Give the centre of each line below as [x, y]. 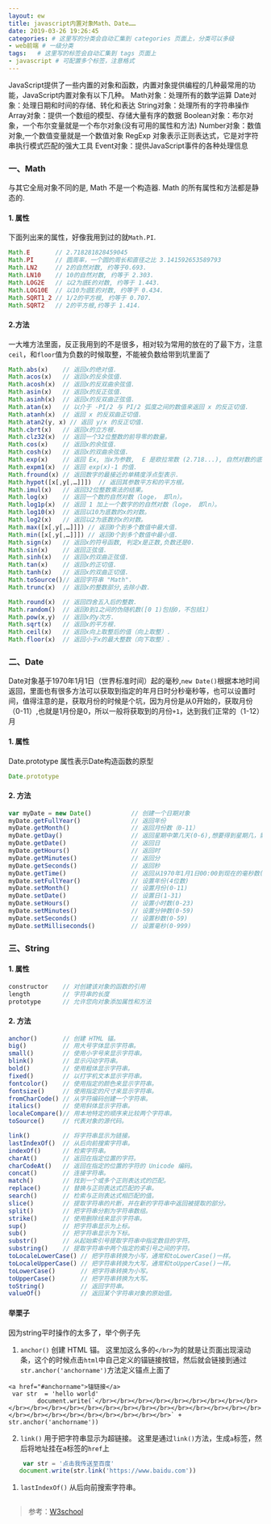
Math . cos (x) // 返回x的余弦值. [63, 445]
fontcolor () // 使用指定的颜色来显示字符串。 [83, 1083]
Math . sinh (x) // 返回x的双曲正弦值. [69, 557]
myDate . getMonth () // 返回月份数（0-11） [104, 828]
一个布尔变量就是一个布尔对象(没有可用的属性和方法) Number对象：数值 [142, 125]
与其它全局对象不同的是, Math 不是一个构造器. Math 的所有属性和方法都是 [130, 188]
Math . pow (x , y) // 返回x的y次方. [61, 617]
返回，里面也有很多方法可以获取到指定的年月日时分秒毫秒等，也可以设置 [128, 691]
